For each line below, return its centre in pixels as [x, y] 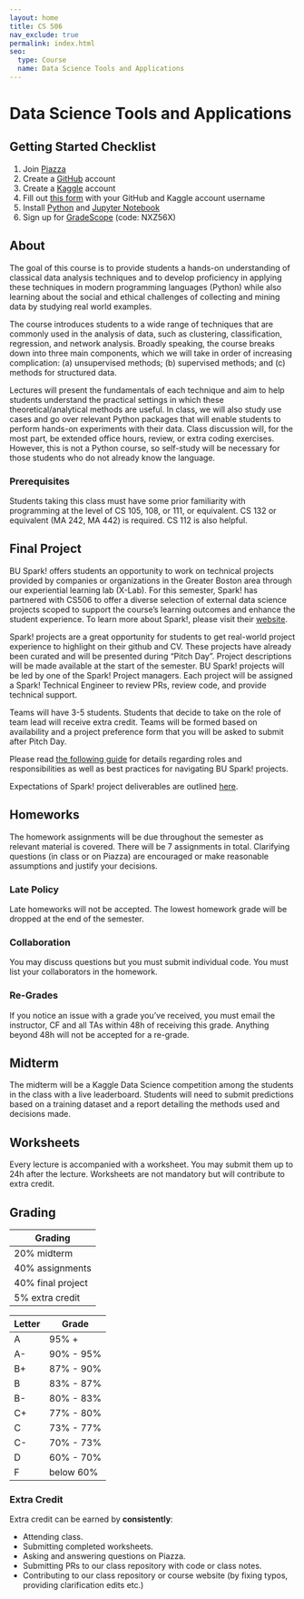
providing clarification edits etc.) [83, 1585]
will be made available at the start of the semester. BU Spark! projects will [147, 666]
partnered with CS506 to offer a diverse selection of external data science [148, 599]
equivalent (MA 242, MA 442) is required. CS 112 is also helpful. [128, 520]
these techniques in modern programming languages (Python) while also [146, 287]
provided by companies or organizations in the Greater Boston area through [151, 580]
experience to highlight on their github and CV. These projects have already [151, 646]
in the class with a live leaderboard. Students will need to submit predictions [152, 1095]
